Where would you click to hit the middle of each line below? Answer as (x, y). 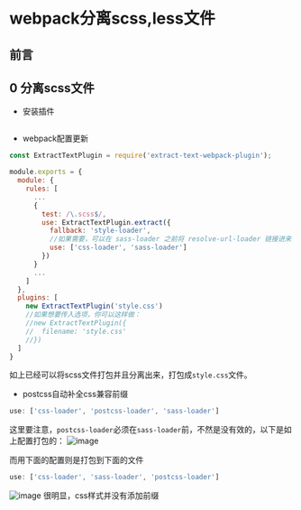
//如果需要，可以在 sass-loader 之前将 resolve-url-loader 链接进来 (170, 239)
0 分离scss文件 (52, 88)
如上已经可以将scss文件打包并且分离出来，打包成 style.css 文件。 (131, 375)
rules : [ (42, 189)
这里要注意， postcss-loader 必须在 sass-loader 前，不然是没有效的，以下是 (146, 430)
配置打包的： (41, 441)
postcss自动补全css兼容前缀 (75, 394)
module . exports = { (46, 172)
